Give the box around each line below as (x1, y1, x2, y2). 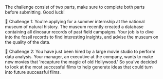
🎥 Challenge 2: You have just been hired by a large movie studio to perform (5, 48, 156, 54)
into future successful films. (5, 69, 61, 75)
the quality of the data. (5, 39, 51, 45)
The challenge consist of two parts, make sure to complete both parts (5, 4, 145, 10)
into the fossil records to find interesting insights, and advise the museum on (5, 34, 159, 40)
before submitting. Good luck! (5, 9, 65, 15)
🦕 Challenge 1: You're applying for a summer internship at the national (5, 19, 145, 24)
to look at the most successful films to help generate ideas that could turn (5, 64, 153, 70)
